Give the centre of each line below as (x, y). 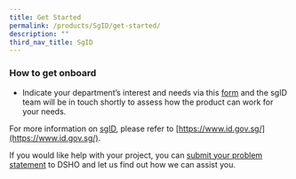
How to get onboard (53, 74)
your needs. (44, 111)
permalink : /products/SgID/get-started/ (85, 26)
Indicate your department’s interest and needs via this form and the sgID (154, 92)
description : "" (39, 34)
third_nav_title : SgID (51, 42)
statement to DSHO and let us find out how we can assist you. (123, 164)
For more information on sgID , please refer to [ (94, 128)
